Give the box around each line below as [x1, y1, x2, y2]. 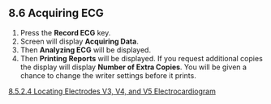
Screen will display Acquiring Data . [19, 36, 140, 46]
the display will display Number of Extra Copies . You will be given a [19, 62, 247, 72]
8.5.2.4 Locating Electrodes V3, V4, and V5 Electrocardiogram [8, 86, 217, 96]
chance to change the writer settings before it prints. [19, 70, 196, 80]
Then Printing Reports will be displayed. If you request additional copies [19, 53, 264, 63]
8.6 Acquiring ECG [8, 6, 104, 20]
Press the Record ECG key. [19, 27, 111, 37]
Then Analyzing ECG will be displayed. [19, 44, 152, 55]
